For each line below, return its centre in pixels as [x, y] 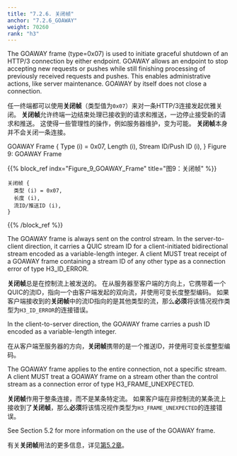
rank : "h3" [23, 34]
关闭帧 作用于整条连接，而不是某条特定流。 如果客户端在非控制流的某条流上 [117, 399]
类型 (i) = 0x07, [38, 191]
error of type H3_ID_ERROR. [48, 269]
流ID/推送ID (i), [37, 206]
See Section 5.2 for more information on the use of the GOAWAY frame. [111, 431]
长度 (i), [27, 199]
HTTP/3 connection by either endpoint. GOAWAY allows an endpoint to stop [118, 62]
